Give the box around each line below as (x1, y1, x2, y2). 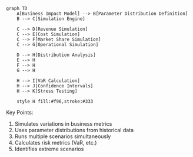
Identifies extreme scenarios (14, 145, 84, 152)
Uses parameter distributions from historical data (14, 127, 134, 133)
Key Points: (6, 109, 34, 116)
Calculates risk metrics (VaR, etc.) (14, 139, 97, 146)
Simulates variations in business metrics (14, 120, 112, 127)
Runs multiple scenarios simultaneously (14, 133, 111, 140)
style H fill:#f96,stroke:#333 (16, 99, 94, 104)
